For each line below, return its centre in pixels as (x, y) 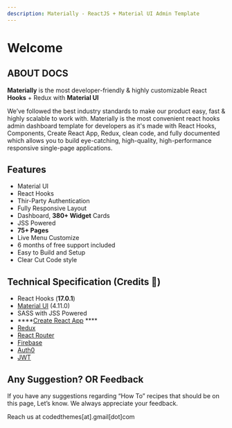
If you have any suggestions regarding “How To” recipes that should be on (113, 396)
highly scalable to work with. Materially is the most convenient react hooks (114, 118)
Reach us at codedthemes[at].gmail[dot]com (71, 417)
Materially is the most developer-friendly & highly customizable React (107, 90)
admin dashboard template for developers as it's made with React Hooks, (112, 126)
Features (27, 170)
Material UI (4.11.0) (44, 306)
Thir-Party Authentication (53, 201)
